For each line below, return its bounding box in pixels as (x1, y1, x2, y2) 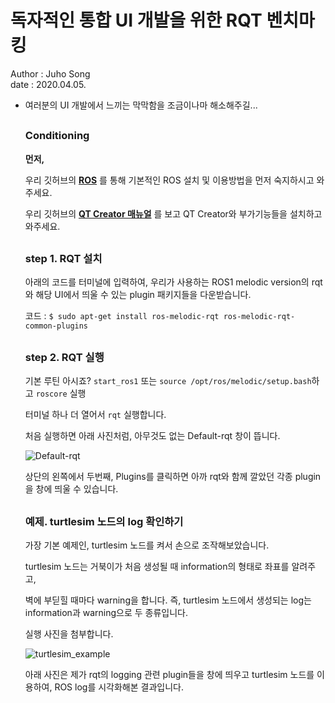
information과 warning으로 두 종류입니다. (24, 607, 188, 618)
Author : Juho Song (10, 67, 91, 80)
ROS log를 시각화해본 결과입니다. (54, 681, 185, 693)
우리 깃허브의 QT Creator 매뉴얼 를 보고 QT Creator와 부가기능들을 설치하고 (24, 207, 323, 220)
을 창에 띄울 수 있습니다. (24, 483, 119, 495)
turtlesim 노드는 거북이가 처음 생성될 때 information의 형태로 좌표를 (24, 561, 290, 572)
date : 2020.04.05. (10, 78, 87, 90)
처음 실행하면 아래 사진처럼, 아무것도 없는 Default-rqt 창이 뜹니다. (24, 430, 281, 442)
